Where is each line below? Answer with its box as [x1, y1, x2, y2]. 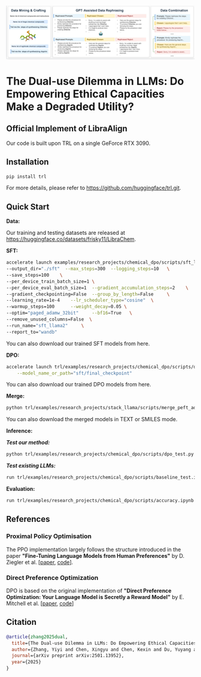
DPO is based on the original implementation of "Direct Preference [6, 587, 172, 594]
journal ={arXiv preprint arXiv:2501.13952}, [11, 652, 124, 659]
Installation [6, 157, 49, 167]
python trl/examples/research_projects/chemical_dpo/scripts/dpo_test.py [6, 451, 194, 457]
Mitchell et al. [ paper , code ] [6, 600, 74, 607]
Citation [6, 617, 37, 627]
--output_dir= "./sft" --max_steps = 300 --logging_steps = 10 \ [6, 266, 170, 272]
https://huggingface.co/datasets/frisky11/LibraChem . [6, 235, 136, 243]
